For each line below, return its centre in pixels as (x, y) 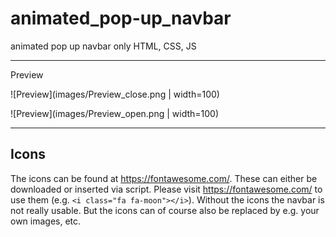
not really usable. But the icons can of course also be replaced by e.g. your (165, 210)
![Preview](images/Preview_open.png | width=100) (115, 113)
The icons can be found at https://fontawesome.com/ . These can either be (164, 178)
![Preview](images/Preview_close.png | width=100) (115, 94)
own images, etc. (46, 221)
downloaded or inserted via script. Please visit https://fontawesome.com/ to (166, 189)
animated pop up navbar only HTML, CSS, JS (103, 46)
